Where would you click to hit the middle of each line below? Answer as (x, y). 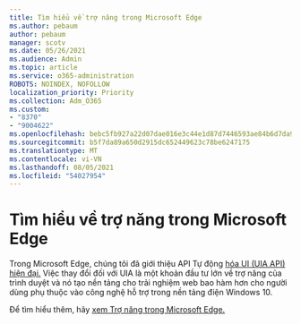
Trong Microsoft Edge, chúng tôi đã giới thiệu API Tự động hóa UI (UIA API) (147, 264)
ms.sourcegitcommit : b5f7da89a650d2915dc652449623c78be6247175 (130, 142)
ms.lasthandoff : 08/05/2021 (62, 167)
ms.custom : (30, 109)
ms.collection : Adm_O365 (56, 101)
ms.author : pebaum (43, 26)
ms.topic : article (43, 68)
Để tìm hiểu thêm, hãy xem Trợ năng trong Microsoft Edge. (117, 310)
